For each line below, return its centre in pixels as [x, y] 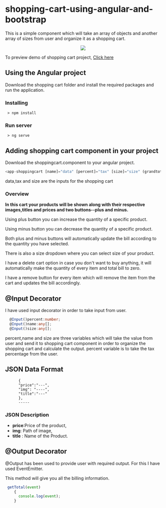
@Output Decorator [36, 451]
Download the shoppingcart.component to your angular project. [70, 163]
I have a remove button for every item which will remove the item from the [80, 278]
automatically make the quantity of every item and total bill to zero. [73, 268]
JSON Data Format [34, 370]
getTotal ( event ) [24, 487]
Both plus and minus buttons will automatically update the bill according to [81, 238]
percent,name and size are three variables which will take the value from [79, 338]
